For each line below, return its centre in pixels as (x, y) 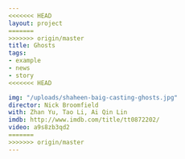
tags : (17, 53)
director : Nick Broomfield (53, 105)
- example (25, 61)
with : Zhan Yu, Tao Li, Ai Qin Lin (68, 112)
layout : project (35, 23)
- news (19, 68)
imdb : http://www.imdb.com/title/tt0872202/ (84, 120)
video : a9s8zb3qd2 (39, 128)
